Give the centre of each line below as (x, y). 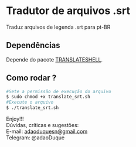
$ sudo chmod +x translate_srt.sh (48, 97)
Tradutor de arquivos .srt (68, 11)
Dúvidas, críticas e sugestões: (42, 125)
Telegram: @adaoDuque (35, 138)
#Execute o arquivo (30, 102)
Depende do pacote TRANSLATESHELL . (55, 59)
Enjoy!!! (15, 119)
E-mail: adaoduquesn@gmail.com (47, 131)
